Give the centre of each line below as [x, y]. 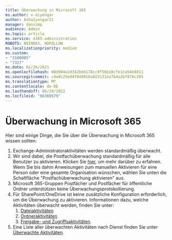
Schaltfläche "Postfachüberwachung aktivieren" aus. [69, 178]
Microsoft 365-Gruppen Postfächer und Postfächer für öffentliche [82, 184]
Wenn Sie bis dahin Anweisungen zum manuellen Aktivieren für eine [85, 167]
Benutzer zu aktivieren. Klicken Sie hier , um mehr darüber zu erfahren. [87, 162]
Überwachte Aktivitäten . [38, 233]
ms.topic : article [25, 34]
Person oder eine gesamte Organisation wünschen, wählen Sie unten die [90, 173]
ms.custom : [17, 53]
